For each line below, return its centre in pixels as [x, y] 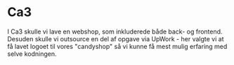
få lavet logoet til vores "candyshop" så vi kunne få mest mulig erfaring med [117, 46]
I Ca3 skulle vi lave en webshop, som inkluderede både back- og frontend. [115, 31]
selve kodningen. [32, 54]
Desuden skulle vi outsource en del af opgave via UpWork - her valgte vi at [116, 38]
